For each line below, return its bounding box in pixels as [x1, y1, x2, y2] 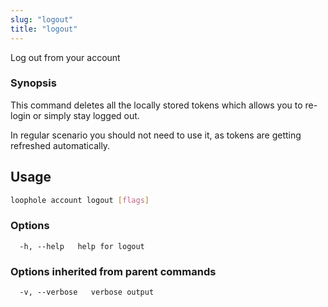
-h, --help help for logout [19, 241, 145, 251]
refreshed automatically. [10, 139, 111, 151]
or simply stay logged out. [32, 109, 140, 121]
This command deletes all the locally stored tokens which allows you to [10, 99, 303, 111]
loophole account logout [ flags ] [10, 195, 150, 205]
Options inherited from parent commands [10, 264, 217, 278]
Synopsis [10, 76, 57, 90]
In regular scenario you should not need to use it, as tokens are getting [10, 129, 302, 141]
